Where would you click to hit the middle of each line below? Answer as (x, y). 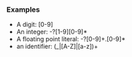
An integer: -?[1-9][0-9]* (52, 32)
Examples (23, 10)
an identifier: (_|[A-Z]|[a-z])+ (57, 47)
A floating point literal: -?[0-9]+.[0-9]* (71, 39)
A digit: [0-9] (35, 25)
